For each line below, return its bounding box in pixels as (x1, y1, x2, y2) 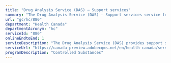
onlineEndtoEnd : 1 (5, 36, 44, 41)
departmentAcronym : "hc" (5, 26, 58, 31)
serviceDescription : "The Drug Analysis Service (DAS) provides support (5, 41, 163, 46)
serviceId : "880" (5, 31, 42, 36)
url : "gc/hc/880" (5, 17, 42, 22)
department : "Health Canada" (5, 21, 67, 27)
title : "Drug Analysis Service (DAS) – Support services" (5, 7, 131, 13)
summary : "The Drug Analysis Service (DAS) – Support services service (5, 12, 160, 17)
